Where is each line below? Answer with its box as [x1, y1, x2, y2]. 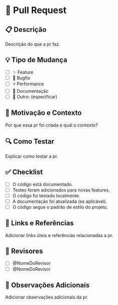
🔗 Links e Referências [5, 219, 74, 227]
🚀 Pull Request [5, 5, 67, 16]
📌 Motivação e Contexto [5, 108, 82, 117]
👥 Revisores [5, 247, 43, 256]
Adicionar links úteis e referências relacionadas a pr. [5, 232, 113, 238]
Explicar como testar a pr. [5, 153, 59, 159]
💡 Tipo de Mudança [5, 55, 68, 65]
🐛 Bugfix [12, 75, 31, 81]
